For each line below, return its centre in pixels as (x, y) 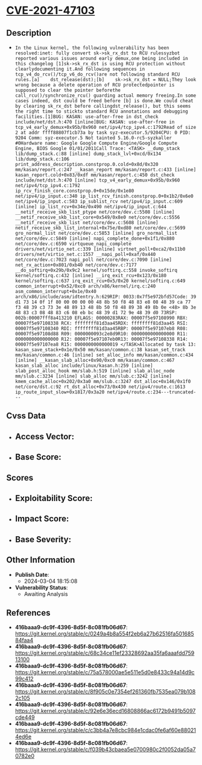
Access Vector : (44, 436)
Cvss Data (26, 416)
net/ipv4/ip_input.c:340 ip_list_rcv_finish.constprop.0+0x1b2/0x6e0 (104, 196)
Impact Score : (42, 519)
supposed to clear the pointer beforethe (68, 90)
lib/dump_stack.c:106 (42, 159)
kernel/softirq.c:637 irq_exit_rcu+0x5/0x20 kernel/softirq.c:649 (100, 281)
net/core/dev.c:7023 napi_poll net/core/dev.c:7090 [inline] (93, 260)
